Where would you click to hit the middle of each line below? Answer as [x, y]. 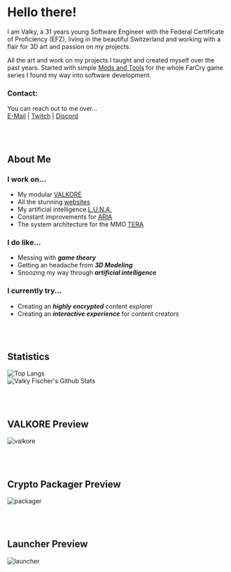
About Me [29, 159]
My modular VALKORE [49, 194]
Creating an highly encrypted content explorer [85, 306]
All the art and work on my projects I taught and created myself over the [111, 60]
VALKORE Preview [48, 424]
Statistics [29, 356]
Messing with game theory [57, 258]
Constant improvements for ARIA [65, 217]
